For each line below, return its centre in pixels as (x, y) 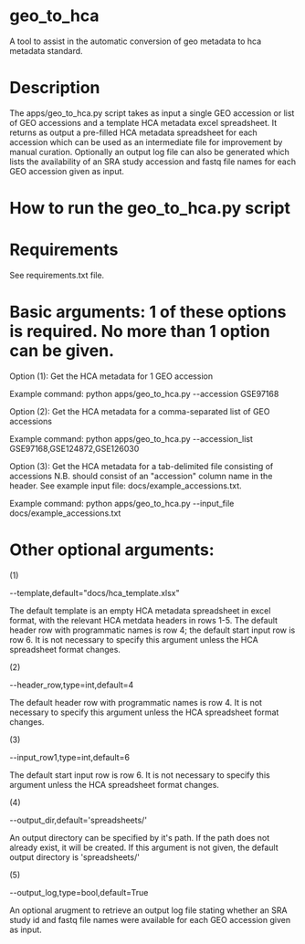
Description (55, 88)
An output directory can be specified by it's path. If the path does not (140, 837)
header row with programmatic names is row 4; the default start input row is (152, 630)
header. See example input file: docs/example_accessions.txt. (126, 486)
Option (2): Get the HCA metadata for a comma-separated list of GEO (140, 411)
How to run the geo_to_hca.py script (150, 209)
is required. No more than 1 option (140, 332)
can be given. (62, 351)
